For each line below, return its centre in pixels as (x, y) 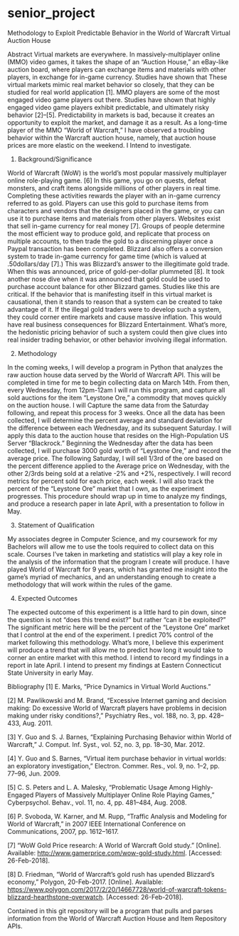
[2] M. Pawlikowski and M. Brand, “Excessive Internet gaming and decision (117, 700)
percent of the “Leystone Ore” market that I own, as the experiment (106, 488)
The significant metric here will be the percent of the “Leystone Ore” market (118, 627)
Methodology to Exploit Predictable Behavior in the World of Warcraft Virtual (119, 33)
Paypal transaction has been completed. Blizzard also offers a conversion (115, 248)
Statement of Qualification (56, 525)
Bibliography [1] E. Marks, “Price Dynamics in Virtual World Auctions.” (109, 686)
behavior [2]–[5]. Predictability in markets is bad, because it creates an (111, 115)
